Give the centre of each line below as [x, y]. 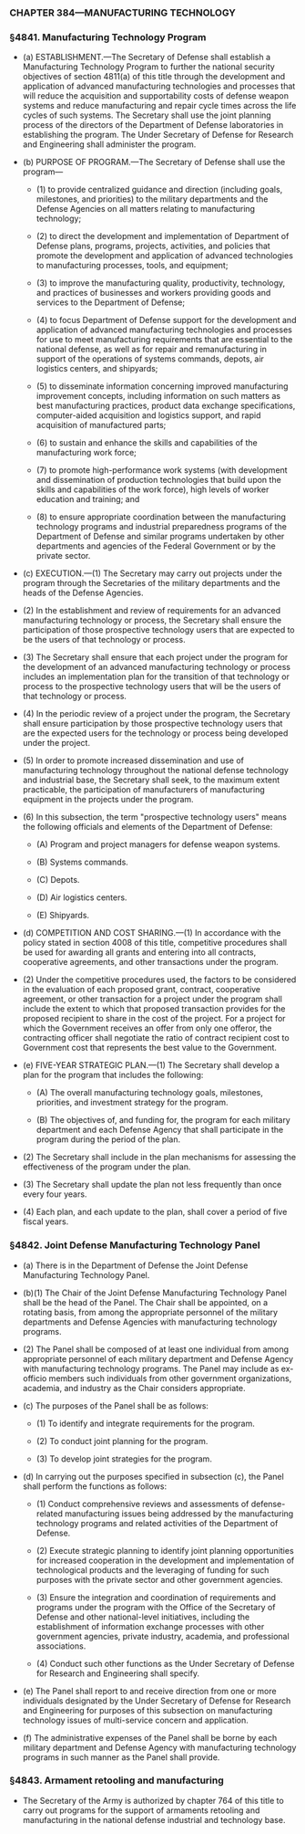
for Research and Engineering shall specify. [118, 1673]
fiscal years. [46, 1221]
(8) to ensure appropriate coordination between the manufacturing [161, 517]
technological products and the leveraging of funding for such [152, 1570]
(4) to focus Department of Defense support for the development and [166, 320]
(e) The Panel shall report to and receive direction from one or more [149, 1691]
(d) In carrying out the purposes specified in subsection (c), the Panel [153, 1476]
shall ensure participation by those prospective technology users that [152, 724]
